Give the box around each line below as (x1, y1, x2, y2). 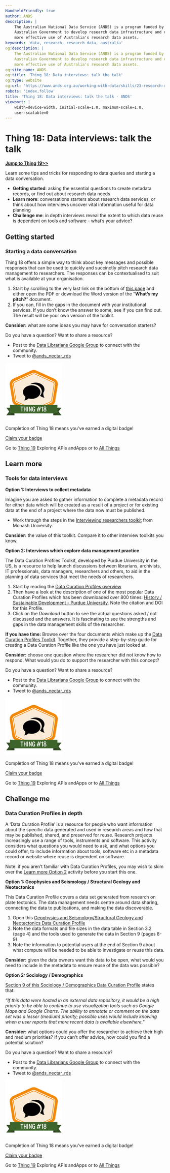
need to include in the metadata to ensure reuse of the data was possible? (5, 963, 160, 969)
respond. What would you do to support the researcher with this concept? (5, 657, 159, 663)
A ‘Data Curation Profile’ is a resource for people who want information (5, 821, 153, 827)
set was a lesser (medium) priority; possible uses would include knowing (5, 1013, 157, 1019)
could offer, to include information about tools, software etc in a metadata (5, 848, 158, 854)
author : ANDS (5, 13, 33, 19)
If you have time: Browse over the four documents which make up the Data (5, 631, 162, 637)
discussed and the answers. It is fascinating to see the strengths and (12, 616, 156, 622)
